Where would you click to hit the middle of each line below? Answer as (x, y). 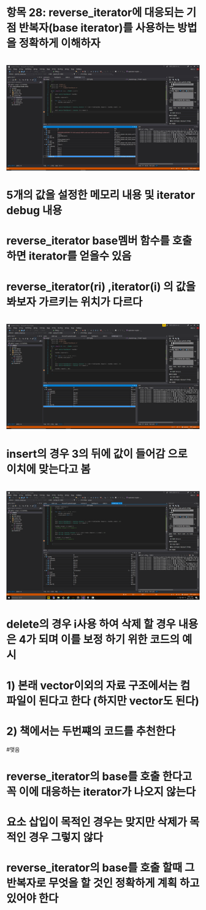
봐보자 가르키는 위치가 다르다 (74, 302)
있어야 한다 (32, 899)
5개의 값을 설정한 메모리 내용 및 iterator (101, 195)
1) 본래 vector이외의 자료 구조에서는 (92, 685)
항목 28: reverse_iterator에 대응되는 (95, 13)
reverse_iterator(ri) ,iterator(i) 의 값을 (101, 287)
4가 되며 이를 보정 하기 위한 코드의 (99, 640)
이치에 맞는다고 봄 (48, 469)
